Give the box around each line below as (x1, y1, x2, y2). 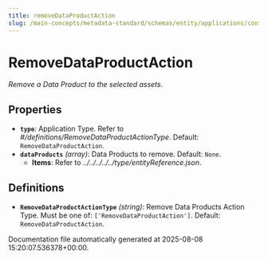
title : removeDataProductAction (8, 11, 116, 20)
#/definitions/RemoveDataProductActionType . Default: (19, 132, 199, 142)
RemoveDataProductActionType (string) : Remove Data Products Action (19, 202, 245, 212)
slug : (8, 19, 26, 27)
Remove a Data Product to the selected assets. (8, 80, 164, 89)
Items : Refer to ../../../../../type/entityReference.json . (31, 158, 202, 167)
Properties (8, 103, 62, 116)
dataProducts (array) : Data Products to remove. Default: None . (19, 149, 222, 159)
